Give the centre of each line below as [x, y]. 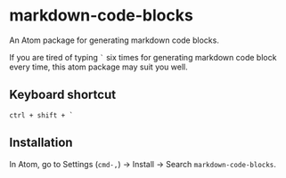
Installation [41, 143]
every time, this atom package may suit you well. [99, 67]
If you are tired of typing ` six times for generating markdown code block [143, 57]
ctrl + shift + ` [41, 115]
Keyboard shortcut [63, 95]
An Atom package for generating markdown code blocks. [114, 40]
